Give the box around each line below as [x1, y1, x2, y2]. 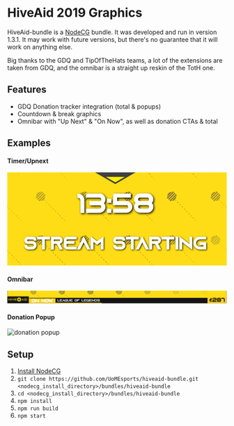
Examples [7, 137, 51, 149]
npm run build [17, 405, 58, 412]
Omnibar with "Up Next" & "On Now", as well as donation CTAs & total [17, 117, 218, 125]
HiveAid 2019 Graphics [7, 5, 143, 21]
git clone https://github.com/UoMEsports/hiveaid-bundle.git [17, 376, 199, 383]
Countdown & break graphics [17, 109, 102, 118]
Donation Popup [7, 313, 55, 321]
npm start [17, 413, 47, 420]
